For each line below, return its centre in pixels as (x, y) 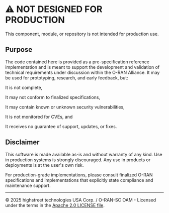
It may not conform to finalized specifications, (53, 97)
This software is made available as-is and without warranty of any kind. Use (84, 154)
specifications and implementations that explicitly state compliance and (79, 180)
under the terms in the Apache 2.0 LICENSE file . (55, 205)
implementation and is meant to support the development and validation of (82, 67)
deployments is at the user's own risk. (45, 165)
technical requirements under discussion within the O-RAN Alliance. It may (82, 72)
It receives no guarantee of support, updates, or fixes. (61, 126)
